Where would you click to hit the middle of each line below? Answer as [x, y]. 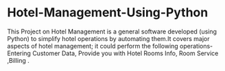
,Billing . [18, 60]
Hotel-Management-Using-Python [108, 13]
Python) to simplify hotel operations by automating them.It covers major [109, 38]
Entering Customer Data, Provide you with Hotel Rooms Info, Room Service [113, 53]
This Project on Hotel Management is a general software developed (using [112, 31]
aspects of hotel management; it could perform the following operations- [110, 46]
